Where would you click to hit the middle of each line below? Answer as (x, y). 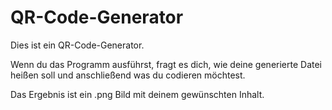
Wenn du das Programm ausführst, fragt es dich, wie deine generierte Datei (166, 64)
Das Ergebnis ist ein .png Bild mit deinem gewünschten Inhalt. (137, 94)
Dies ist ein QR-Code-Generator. (77, 45)
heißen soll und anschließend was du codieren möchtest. (128, 75)
